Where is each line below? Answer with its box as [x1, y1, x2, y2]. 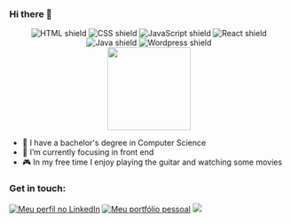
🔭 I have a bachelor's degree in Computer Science [21, 137, 207, 149]
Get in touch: [9, 182, 67, 195]
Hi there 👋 [9, 8, 53, 20]
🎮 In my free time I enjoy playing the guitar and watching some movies [21, 157, 282, 167]
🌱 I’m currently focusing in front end [21, 147, 154, 158]
